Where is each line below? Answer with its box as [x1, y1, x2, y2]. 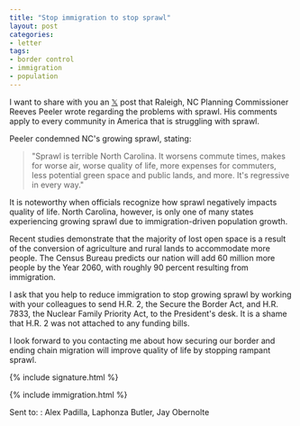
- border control [9, 55, 75, 64]
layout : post [9, 22, 59, 31]
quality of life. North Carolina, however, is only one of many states [9, 206, 254, 217]
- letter [9, 38, 42, 48]
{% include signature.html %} [9, 371, 119, 383]
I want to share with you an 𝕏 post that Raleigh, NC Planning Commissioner [9, 96, 289, 107]
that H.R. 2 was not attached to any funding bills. [9, 317, 191, 329]
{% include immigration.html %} [9, 389, 128, 400]
